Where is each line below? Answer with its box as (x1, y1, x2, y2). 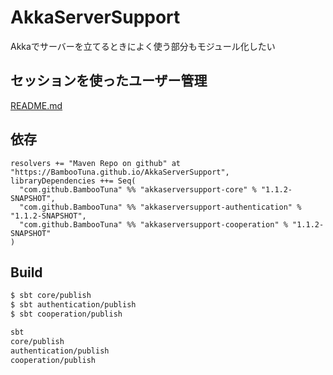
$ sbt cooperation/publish (10, 309, 123, 320)
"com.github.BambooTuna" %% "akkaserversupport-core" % (19, 184, 257, 195)
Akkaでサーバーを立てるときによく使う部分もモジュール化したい (10, 40, 276, 52)
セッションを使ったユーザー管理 (10, 72, 208, 90)
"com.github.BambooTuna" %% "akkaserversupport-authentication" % (19, 202, 302, 212)
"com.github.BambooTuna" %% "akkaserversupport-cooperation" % (19, 219, 288, 230)
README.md (10, 99, 63, 111)
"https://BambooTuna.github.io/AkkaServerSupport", (10, 167, 230, 177)
